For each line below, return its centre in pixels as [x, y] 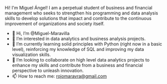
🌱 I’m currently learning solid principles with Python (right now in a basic [87, 44]
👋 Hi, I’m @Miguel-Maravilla [41, 33]
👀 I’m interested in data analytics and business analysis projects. [79, 38]
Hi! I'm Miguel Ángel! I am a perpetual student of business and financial [79, 8]
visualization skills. [31, 54]
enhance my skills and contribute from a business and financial [77, 65]
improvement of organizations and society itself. [55, 23]
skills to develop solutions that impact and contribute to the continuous [78, 18]
